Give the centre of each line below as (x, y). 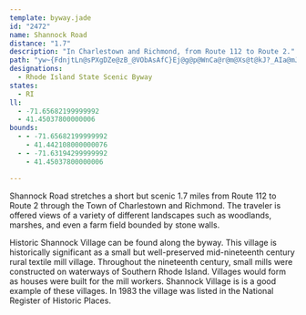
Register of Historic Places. (61, 300)
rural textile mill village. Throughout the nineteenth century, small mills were (151, 261)
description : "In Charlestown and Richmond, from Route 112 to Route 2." (153, 52)
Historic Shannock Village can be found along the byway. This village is (143, 242)
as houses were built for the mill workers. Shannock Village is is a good (143, 281)
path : (20, 60)
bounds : (24, 128)
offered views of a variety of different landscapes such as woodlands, (140, 215)
